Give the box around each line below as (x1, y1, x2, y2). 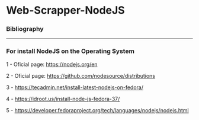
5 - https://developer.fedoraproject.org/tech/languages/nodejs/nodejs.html (6, 106, 189, 113)
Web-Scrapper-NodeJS (6, 4, 126, 17)
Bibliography (6, 25, 44, 33)
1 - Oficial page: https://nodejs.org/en (6, 61, 98, 68)
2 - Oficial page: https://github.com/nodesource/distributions (6, 72, 156, 79)
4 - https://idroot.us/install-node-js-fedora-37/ (6, 95, 120, 102)
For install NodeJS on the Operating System (6, 47, 135, 55)
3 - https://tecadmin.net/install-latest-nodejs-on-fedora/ (6, 84, 144, 91)
